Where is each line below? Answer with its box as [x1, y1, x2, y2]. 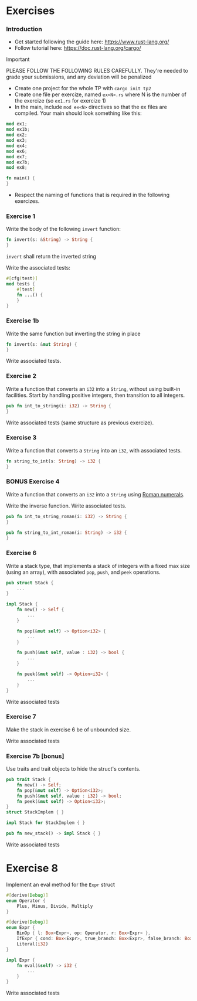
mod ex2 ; [6, 132, 28, 138]
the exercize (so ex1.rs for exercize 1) [14, 97, 107, 104]
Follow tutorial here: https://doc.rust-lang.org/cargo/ [14, 45, 141, 52]
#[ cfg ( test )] [6, 275, 38, 282]
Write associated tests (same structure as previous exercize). [6, 419, 154, 426]
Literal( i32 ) [16, 941, 49, 947]
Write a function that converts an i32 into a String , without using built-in [6, 385, 181, 392]
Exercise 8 [6, 862, 59, 875]
